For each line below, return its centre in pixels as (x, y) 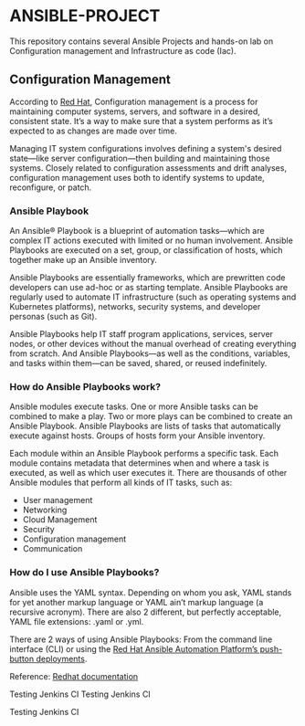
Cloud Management (60, 520)
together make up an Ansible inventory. (84, 260)
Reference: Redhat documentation (74, 676)
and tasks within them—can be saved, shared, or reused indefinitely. (138, 363)
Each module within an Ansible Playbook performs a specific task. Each (144, 454)
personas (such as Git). (53, 317)
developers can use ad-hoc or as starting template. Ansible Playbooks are (149, 288)
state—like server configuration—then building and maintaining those (140, 158)
